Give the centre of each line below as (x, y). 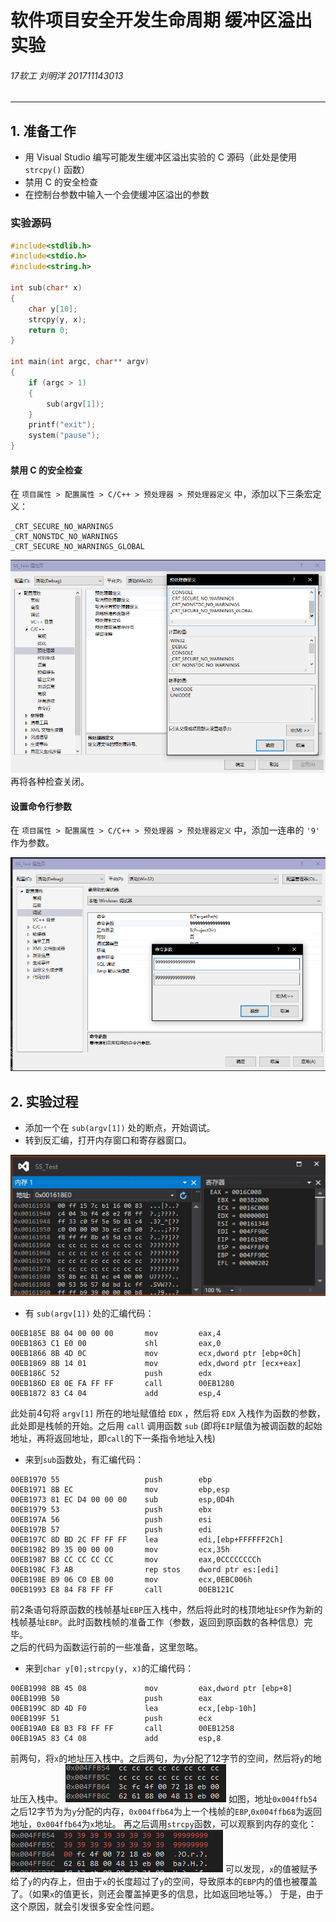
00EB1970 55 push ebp (111, 1480)
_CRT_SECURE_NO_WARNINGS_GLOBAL (77, 547)
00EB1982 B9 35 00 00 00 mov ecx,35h (120, 1550)
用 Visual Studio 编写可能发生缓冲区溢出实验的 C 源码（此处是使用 (160, 157)
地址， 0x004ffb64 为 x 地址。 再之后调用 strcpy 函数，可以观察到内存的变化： (163, 1824)
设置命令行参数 (41, 806)
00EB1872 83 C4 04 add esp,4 (116, 1394)
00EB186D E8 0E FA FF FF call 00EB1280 (122, 1384)
